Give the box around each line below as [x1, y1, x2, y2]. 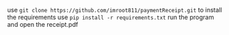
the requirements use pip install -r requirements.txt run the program [7, 13, 214, 21]
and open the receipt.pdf [7, 21, 78, 28]
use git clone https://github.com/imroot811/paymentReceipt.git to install [7, 6, 222, 14]
